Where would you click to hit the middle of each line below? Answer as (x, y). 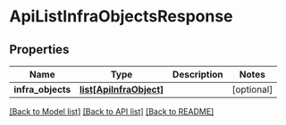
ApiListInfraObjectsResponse (121, 17)
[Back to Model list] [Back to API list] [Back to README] (112, 112)
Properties (39, 50)
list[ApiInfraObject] (122, 89)
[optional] (252, 89)
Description (198, 75)
